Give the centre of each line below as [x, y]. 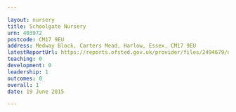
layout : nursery [31, 20]
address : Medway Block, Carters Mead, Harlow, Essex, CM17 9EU [102, 46]
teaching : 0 [25, 59]
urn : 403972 [25, 33]
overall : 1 [23, 85]
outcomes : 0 [25, 78]
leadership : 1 [28, 72]
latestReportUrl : [33, 52]
